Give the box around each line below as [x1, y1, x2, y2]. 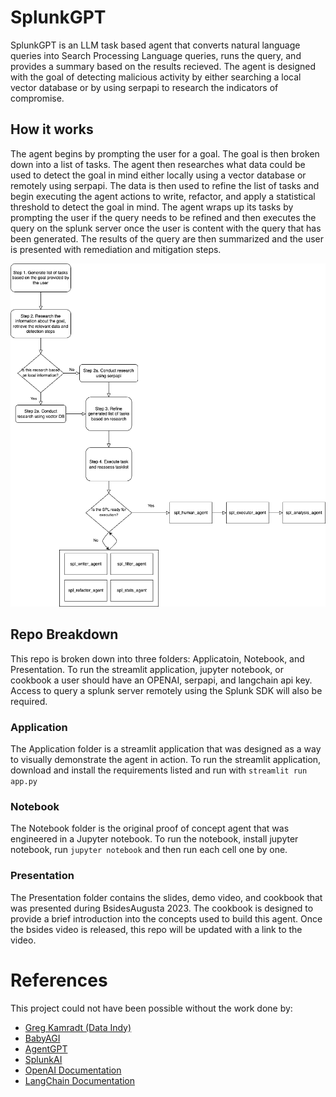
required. [10, 695, 48, 707]
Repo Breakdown [10, 626, 119, 643]
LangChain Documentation [24, 1074, 136, 1086]
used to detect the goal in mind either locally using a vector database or [10, 169, 307, 181]
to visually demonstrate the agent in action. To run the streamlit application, [10, 754, 322, 766]
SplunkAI [24, 1053, 63, 1065]
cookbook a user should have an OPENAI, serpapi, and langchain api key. [10, 674, 313, 686]
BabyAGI [24, 1032, 61, 1044]
